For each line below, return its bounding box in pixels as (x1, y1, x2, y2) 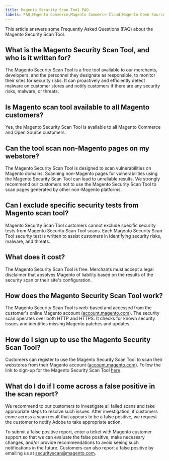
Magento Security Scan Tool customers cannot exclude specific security (5, 222, 156, 228)
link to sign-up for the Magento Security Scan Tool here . (5, 367, 122, 374)
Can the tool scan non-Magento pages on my (5, 144, 149, 152)
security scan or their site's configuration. (5, 277, 92, 283)
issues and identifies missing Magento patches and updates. (5, 321, 131, 327)
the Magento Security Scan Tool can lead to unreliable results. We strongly (5, 175, 160, 181)
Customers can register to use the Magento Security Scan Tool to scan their (5, 356, 163, 362)
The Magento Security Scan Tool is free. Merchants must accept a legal (5, 266, 154, 272)
